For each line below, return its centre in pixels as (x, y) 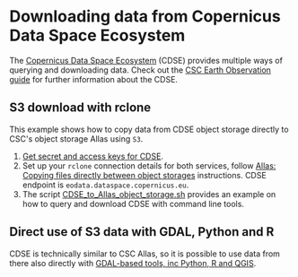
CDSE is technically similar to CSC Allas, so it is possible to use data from (145, 254)
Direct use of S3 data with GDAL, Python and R (142, 232)
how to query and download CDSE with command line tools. (133, 203)
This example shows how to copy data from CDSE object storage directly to (149, 129)
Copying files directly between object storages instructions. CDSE (144, 175)
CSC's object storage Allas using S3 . (76, 138)
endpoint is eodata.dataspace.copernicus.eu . (105, 185)
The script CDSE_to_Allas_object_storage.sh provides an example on (149, 194)
